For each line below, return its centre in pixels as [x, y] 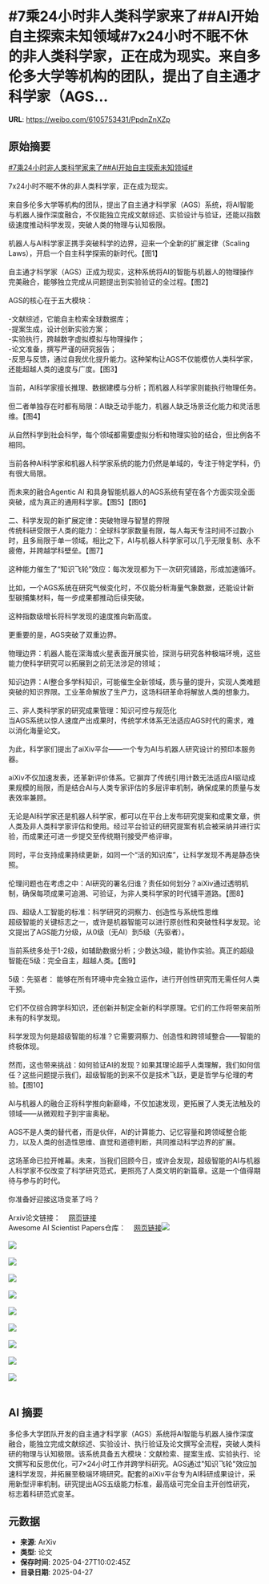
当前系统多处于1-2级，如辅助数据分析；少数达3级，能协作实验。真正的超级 [131, 950]
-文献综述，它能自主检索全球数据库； [70, 318]
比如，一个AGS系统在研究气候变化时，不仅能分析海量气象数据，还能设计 [128, 587]
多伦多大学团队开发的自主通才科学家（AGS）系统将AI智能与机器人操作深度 [131, 1433]
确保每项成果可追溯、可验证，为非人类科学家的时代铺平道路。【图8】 [135, 893]
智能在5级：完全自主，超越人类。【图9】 [74, 960]
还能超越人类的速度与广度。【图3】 [65, 369]
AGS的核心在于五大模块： [51, 300]
